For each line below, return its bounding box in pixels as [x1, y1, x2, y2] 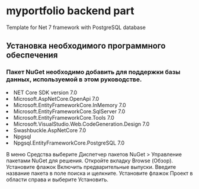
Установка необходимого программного [6, 41, 166, 51]
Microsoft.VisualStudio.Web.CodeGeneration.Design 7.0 [14, 120, 150, 127]
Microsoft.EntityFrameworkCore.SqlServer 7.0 [14, 108, 126, 115]
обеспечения [6, 50, 58, 60]
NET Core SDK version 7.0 [14, 89, 78, 96]
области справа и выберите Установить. [6, 176, 108, 183]
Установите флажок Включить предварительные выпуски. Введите [6, 163, 176, 170]
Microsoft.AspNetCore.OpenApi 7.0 [14, 95, 99, 102]
